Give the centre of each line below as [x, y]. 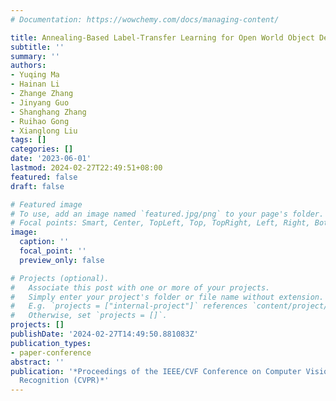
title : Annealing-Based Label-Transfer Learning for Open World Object [162, 37]
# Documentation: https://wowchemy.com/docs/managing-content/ [145, 19]
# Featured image [46, 204]
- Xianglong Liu [44, 131]
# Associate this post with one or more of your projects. [140, 287]
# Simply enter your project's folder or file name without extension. [167, 297]
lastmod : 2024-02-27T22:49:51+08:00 [86, 168]
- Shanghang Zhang [48, 112]
